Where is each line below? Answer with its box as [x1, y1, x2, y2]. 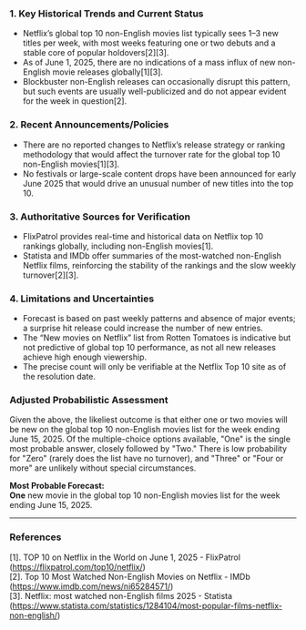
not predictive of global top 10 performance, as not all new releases [22, 342, 276, 353]
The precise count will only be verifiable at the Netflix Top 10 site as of [22, 361, 287, 372]
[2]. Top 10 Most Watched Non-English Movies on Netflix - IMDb [9, 571, 250, 582]
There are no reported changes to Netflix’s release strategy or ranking [22, 139, 285, 150]
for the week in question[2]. [22, 96, 127, 107]
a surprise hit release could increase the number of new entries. [22, 322, 264, 334]
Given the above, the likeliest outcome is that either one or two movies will [9, 414, 289, 425]
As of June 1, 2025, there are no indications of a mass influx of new [22, 57, 276, 68]
